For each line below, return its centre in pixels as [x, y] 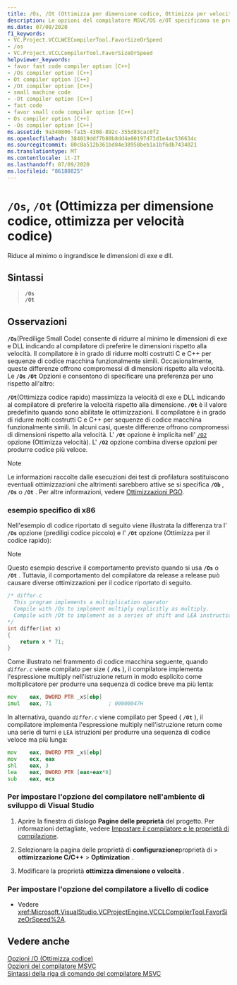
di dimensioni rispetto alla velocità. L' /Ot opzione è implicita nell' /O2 [107, 435]
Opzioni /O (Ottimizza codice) [50, 958]
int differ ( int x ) [34, 628]
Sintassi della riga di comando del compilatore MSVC [84, 973]
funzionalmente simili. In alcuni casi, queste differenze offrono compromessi [118, 427]
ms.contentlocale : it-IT [44, 158]
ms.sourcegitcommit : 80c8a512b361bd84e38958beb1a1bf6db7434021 [102, 145]
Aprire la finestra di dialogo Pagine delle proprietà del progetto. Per [116, 821]
